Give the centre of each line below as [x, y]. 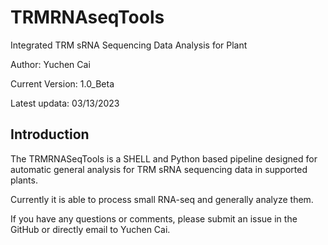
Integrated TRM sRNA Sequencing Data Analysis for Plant [129, 45]
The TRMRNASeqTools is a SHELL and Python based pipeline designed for [164, 158]
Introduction [50, 134]
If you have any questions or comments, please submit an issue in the [154, 218]
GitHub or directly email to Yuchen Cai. [90, 229]
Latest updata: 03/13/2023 [65, 103]
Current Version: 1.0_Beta [62, 83]
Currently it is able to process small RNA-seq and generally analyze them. [162, 199]
